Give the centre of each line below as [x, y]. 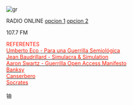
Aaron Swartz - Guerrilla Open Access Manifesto [66, 63]
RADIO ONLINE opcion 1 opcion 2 [47, 21]
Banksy [16, 70]
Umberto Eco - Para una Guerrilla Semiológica [63, 50]
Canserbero [21, 76]
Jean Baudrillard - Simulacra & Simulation [58, 57]
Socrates [17, 82]
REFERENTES [23, 44]
